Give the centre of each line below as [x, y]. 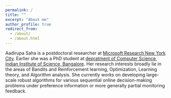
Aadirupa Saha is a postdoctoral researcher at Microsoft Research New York [86, 53]
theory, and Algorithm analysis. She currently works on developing [75, 75]
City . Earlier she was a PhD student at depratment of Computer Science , [81, 58]
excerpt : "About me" [27, 19]
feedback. [16, 91]
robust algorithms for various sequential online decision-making [85, 80]
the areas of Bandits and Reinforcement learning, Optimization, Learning [81, 69]
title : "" [16, 15]
